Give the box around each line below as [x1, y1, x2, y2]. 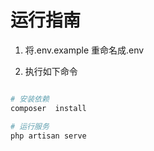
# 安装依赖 [10, 94, 50, 104]
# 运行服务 [10, 121, 50, 131]
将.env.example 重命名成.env [24, 44, 145, 56]
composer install [10, 103, 87, 113]
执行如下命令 [24, 65, 78, 77]
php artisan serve [10, 131, 87, 141]
